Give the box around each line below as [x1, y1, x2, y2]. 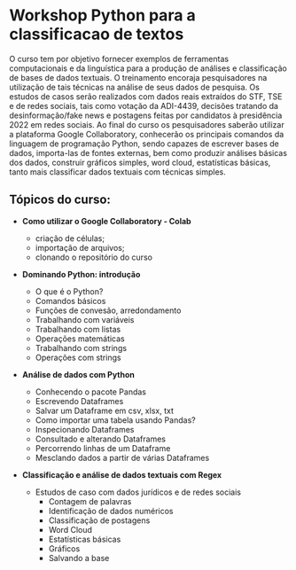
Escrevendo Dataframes [35, 395, 124, 406]
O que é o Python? [35, 285, 104, 297]
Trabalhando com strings [35, 342, 127, 353]
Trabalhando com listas [35, 324, 121, 334]
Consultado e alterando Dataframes [35, 433, 167, 444]
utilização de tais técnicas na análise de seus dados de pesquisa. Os [9, 82, 260, 92]
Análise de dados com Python [21, 369, 136, 379]
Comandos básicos [35, 295, 106, 306]
